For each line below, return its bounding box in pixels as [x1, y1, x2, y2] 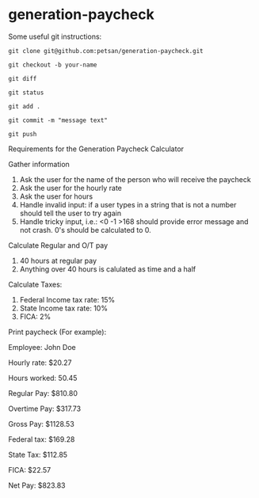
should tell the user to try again [19, 208, 121, 218]
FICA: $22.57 [8, 465, 51, 474]
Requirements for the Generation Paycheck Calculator [8, 144, 185, 154]
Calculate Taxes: [8, 279, 63, 289]
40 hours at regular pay [19, 256, 97, 265]
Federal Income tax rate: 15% [19, 295, 116, 304]
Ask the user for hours [19, 192, 93, 201]
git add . [8, 102, 41, 110]
